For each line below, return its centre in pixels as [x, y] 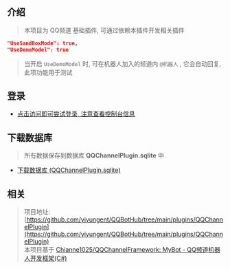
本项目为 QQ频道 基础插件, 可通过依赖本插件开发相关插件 [104, 30]
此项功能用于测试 [48, 72]
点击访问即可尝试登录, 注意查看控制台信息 [76, 114]
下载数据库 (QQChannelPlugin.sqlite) [69, 170]
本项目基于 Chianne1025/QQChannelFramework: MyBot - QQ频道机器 [122, 249]
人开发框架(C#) [45, 258]
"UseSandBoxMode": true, [43, 43]
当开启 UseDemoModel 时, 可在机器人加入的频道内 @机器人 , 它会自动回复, [123, 63]
